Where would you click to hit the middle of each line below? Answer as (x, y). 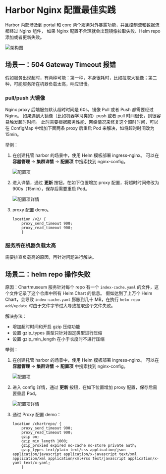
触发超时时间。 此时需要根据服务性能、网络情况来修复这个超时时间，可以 (84, 122)
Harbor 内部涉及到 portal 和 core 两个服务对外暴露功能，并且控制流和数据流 (82, 25)
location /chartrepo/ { (37, 424)
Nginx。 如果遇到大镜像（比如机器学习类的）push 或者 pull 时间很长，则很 (81, 116)
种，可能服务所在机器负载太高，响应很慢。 (49, 84)
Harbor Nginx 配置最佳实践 (60, 10)
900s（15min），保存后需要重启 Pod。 (51, 189)
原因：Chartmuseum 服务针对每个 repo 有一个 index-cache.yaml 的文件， (80, 287)
